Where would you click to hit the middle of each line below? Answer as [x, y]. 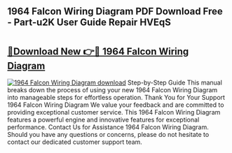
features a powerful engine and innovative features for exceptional [103, 119]
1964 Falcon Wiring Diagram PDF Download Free [115, 12]
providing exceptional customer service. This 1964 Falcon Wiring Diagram [114, 112]
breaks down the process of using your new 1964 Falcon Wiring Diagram [112, 90]
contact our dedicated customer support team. [75, 142]
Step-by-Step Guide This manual [175, 82]
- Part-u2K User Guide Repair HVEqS [89, 23]
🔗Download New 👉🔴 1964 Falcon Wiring [98, 51]
